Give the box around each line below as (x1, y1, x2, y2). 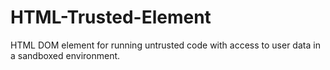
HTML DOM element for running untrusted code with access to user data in (10, 39, 321, 51)
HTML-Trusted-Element (10, 6, 212, 29)
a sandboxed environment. (10, 49, 121, 61)
